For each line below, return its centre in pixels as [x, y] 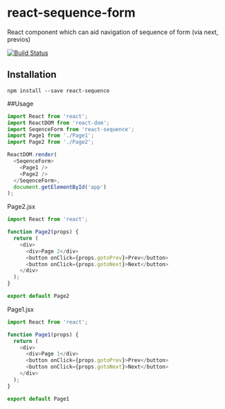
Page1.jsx [21, 309]
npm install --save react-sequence [58, 91]
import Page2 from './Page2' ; [51, 142]
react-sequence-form [71, 13]
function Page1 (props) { [43, 335]
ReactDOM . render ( [32, 155]
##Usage [20, 103]
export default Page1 [38, 399]
